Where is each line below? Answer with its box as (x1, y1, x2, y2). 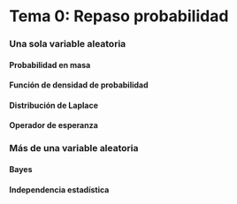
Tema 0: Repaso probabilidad (9, 6, 229, 26)
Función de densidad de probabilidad (9, 79, 149, 90)
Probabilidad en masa (9, 59, 91, 70)
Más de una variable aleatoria (9, 142, 139, 155)
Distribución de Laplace (9, 100, 99, 110)
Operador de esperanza (9, 120, 99, 131)
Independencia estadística (9, 184, 110, 195)
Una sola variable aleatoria (9, 38, 126, 50)
